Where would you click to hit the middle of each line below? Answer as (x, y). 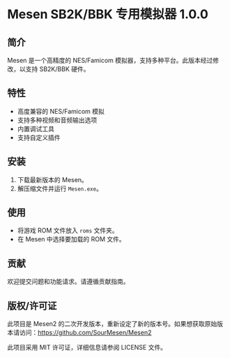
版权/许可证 (32, 305)
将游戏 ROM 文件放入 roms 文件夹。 (68, 230)
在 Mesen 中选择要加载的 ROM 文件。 (71, 239)
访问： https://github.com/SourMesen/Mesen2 (85, 333)
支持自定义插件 (39, 137)
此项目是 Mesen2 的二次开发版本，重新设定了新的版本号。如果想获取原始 (112, 324)
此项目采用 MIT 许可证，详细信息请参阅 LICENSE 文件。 (87, 348)
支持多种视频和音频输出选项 (57, 120)
